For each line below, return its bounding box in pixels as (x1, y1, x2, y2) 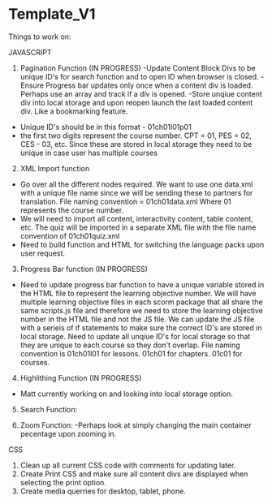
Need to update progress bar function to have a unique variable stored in (19, 279, 265, 289)
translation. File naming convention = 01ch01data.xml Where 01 (19, 196, 231, 206)
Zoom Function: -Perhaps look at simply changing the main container (19, 420, 252, 430)
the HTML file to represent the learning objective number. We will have (19, 288, 257, 298)
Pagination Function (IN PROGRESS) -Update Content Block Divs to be (19, 62, 256, 73)
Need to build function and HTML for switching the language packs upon (19, 239, 265, 249)
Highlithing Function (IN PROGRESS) (19, 373, 142, 382)
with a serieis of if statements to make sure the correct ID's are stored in (19, 322, 262, 333)
